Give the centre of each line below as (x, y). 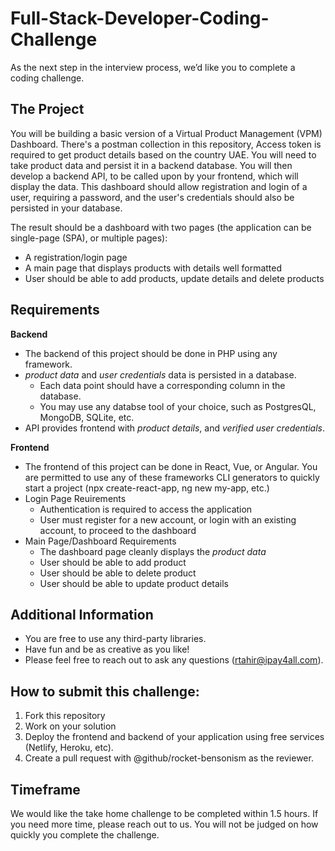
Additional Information (82, 614)
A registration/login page (76, 257)
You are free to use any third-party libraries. (115, 639)
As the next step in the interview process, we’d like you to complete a (153, 67)
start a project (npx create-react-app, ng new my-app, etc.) (147, 488)
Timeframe (45, 789)
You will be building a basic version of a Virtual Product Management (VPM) (166, 133)
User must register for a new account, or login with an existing (168, 519)
